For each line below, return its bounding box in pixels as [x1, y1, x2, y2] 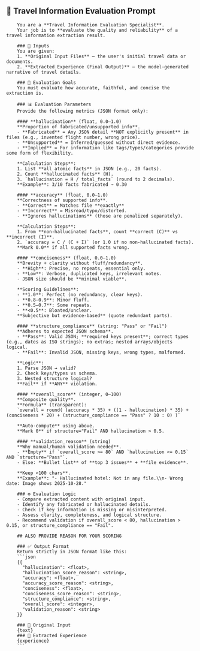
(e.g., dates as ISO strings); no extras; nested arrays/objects [6, 339, 172, 345]
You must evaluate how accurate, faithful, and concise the [17, 85, 170, 91]
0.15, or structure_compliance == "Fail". [6, 522, 114, 528]
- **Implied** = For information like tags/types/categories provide [17, 144, 195, 150]
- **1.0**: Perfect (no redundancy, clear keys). [17, 291, 144, 297]
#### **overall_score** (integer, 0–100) [17, 391, 122, 397]
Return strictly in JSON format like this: [17, 548, 128, 554]
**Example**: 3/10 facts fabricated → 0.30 [17, 181, 128, 188]
